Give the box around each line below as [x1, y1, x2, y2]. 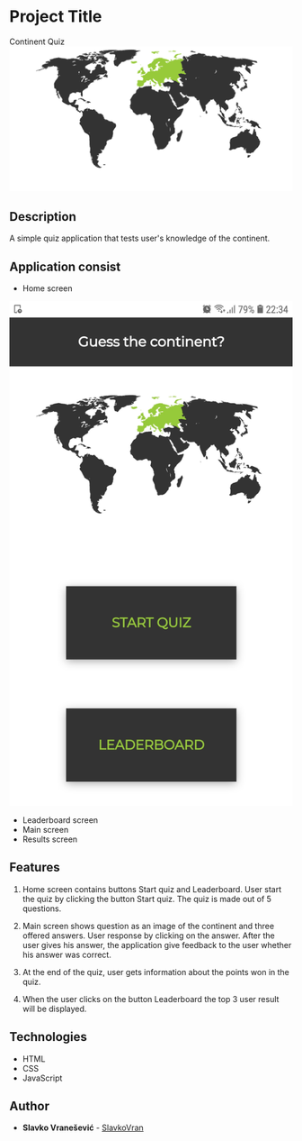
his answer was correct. [22, 949, 112, 960]
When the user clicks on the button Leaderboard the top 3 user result [22, 993, 280, 1004]
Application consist [9, 259, 121, 274]
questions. [22, 903, 62, 914]
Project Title [9, 6, 102, 27]
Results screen [22, 834, 78, 844]
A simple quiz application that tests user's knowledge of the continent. [9, 233, 271, 244]
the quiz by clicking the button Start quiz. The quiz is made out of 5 [22, 893, 272, 904]
